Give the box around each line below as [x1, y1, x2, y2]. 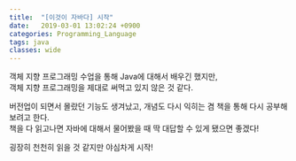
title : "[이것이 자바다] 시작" [9, 12, 113, 22]
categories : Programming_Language [9, 29, 137, 38]
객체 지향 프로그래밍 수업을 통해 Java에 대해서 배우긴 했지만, [9, 72, 218, 82]
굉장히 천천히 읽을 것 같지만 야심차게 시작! [9, 142, 153, 153]
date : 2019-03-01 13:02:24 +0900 [9, 21, 141, 30]
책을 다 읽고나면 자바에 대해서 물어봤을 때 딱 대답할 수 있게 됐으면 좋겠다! [9, 123, 260, 134]
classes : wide [9, 46, 62, 55]
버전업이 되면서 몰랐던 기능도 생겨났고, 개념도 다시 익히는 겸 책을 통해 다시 [9, 101, 264, 111]
